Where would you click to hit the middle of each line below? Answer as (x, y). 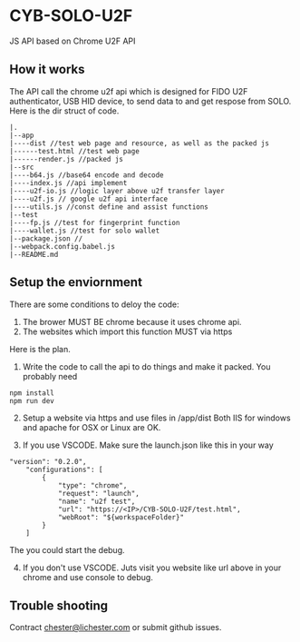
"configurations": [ (64, 469)
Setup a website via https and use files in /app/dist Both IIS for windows (157, 418)
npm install (32, 393)
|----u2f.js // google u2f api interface (89, 199)
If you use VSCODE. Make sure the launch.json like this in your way (148, 445)
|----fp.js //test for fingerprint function (95, 222)
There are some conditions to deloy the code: (94, 304)
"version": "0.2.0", (48, 461)
